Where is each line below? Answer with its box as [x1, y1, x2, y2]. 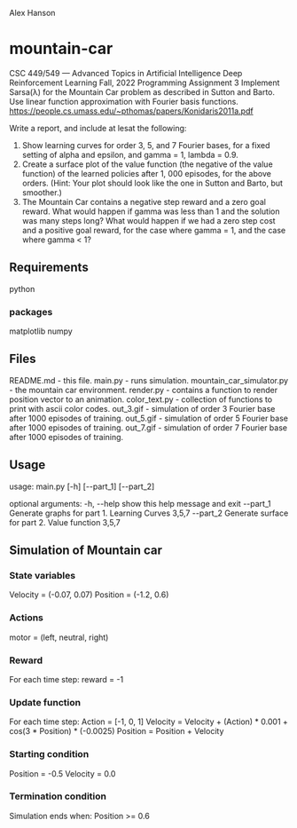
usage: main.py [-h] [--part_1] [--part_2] [9, 481, 155, 492]
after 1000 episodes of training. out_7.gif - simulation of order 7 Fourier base [9, 422, 288, 433]
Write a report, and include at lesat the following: [9, 122, 187, 133]
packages [9, 305, 53, 318]
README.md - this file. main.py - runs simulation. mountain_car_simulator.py [9, 375, 289, 385]
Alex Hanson [9, 8, 56, 18]
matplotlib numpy [9, 326, 73, 336]
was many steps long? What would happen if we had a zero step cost [21, 215, 277, 225]
